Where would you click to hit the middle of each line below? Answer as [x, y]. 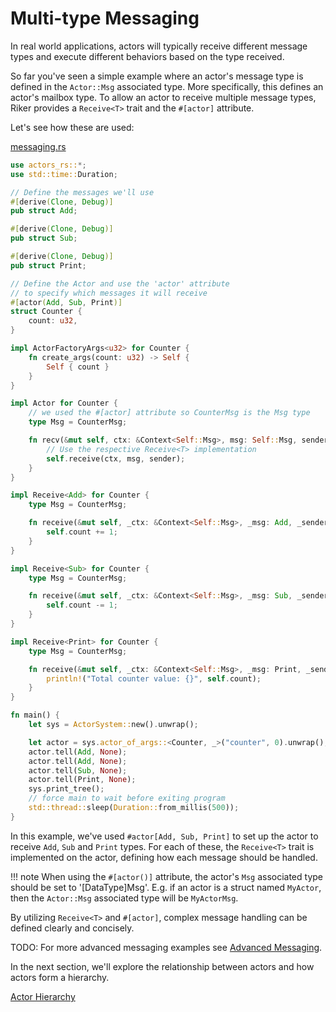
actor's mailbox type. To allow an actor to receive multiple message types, [163, 97]
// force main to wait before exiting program [127, 798]
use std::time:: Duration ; [64, 174]
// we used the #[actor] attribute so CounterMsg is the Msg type [169, 413]
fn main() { [35, 715]
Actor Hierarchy [43, 996]
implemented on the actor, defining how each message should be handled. [164, 857]
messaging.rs [38, 146]
